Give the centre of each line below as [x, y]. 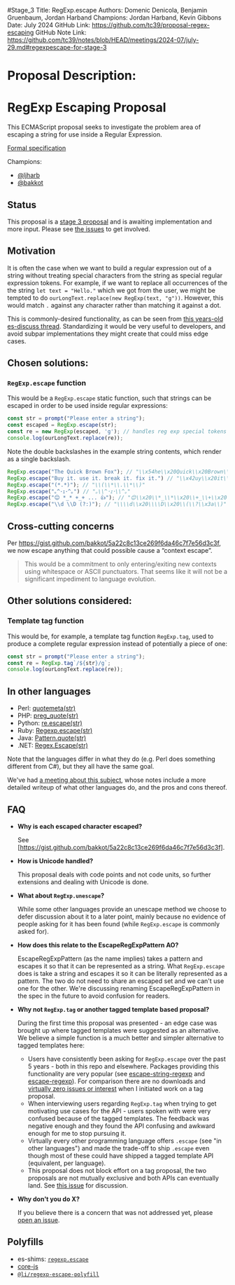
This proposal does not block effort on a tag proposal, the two [117, 1170]
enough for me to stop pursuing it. [77, 1133]
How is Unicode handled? [55, 860]
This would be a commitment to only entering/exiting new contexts [120, 564]
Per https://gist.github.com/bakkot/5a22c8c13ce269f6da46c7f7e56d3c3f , [114, 543]
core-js [28, 1266]
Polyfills [26, 1242]
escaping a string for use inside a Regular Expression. [85, 135]
